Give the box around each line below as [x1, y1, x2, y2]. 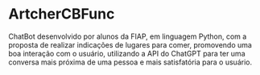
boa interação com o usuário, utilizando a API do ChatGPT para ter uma [8, 48, 246, 58]
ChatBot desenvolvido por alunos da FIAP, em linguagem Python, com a [8, 31, 247, 41]
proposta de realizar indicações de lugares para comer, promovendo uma [8, 40, 252, 49]
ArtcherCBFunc [8, 5, 115, 23]
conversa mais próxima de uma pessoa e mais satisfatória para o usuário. [8, 57, 252, 67]
